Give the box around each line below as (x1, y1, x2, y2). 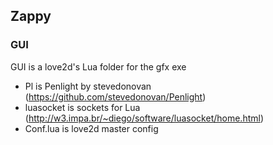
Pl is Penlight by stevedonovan (24, 80, 152, 92)
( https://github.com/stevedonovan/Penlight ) (24, 90, 207, 103)
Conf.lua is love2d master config (24, 122, 159, 134)
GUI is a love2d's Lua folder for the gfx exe (10, 60, 187, 73)
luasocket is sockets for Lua (24, 101, 141, 113)
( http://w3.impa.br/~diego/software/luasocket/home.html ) (24, 112, 265, 124)
